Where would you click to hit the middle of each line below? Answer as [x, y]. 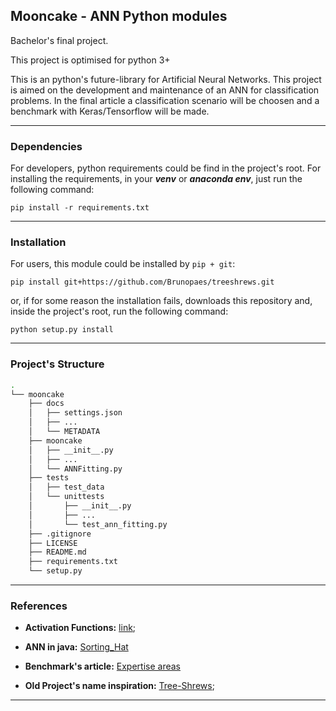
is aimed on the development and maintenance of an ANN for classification [165, 90]
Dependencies [46, 146]
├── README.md [57, 552]
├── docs [46, 404]
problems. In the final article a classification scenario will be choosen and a [165, 100]
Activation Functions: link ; [80, 628]
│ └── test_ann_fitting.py [98, 524]
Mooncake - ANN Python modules [119, 16]
